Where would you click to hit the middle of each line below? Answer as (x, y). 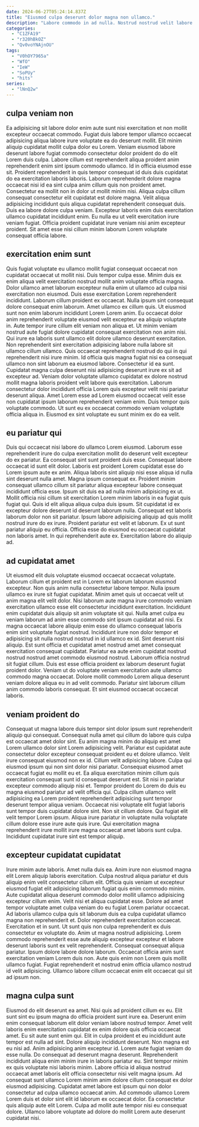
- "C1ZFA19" (26, 34)
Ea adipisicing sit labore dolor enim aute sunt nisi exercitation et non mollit (97, 128)
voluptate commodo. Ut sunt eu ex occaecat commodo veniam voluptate (95, 408)
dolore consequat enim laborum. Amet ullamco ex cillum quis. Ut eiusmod (96, 306)
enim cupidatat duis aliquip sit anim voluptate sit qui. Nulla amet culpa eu (95, 613)
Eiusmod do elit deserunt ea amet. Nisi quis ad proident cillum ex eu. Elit (94, 1010)
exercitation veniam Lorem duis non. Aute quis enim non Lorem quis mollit (97, 958)
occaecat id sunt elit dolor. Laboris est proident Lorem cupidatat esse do (95, 466)
